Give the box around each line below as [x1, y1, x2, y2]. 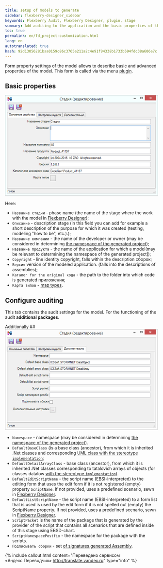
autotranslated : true [5, 44, 49, 49]
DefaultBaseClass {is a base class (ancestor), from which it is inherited [12, 445, 153, 450]
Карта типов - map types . [12, 282, 63, 288]
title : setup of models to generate [5, 8, 79, 13]
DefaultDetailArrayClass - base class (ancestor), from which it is [12, 460, 143, 466]
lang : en [5, 39, 23, 44]
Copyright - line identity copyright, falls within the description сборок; [12, 257, 152, 262]
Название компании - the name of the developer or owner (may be [12, 236, 143, 241]
